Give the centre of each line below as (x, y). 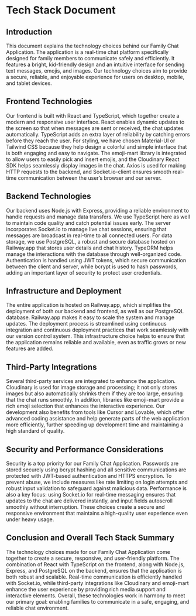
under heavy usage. (30, 519)
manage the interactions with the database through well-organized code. (94, 254)
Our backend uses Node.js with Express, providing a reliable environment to (97, 210)
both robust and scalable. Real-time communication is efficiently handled (94, 577)
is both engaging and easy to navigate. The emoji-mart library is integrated (96, 153)
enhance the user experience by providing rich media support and (86, 589)
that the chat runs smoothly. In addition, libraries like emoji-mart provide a (95, 400)
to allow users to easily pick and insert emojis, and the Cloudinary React (93, 159)
